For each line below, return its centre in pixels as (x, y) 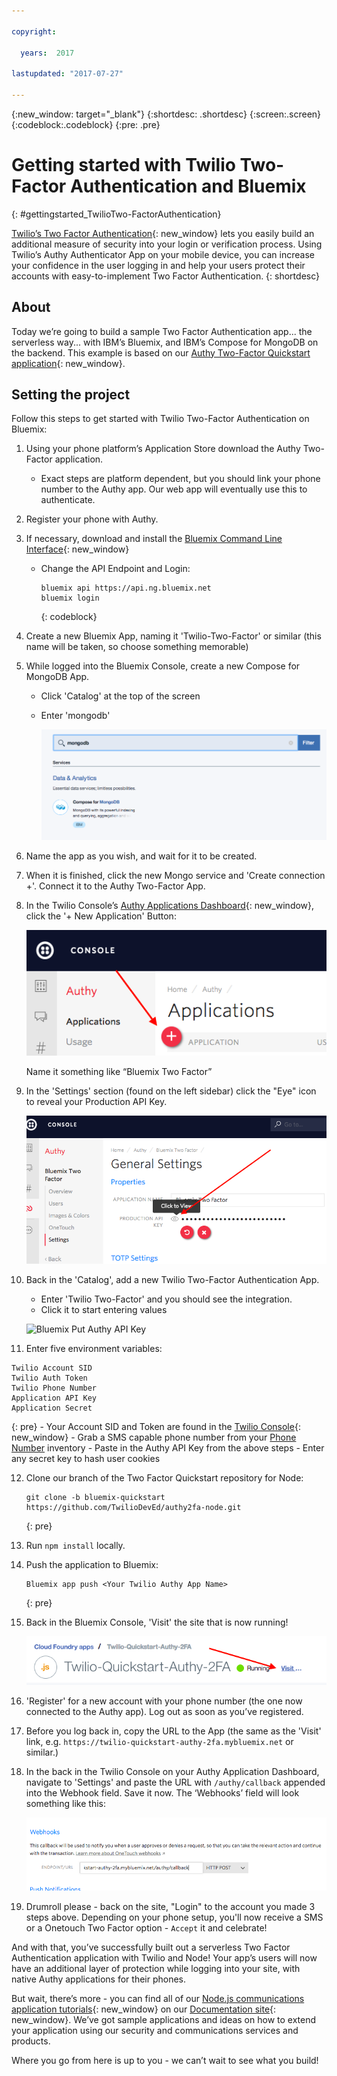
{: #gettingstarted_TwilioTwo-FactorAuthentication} (116, 214)
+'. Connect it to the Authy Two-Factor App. (115, 886)
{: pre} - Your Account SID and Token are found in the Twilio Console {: (156, 1427)
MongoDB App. (57, 677)
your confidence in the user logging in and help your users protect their (158, 265)
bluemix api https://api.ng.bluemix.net (126, 588)
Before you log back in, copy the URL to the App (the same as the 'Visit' (173, 1731)
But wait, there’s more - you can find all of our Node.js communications (158, 1998)
